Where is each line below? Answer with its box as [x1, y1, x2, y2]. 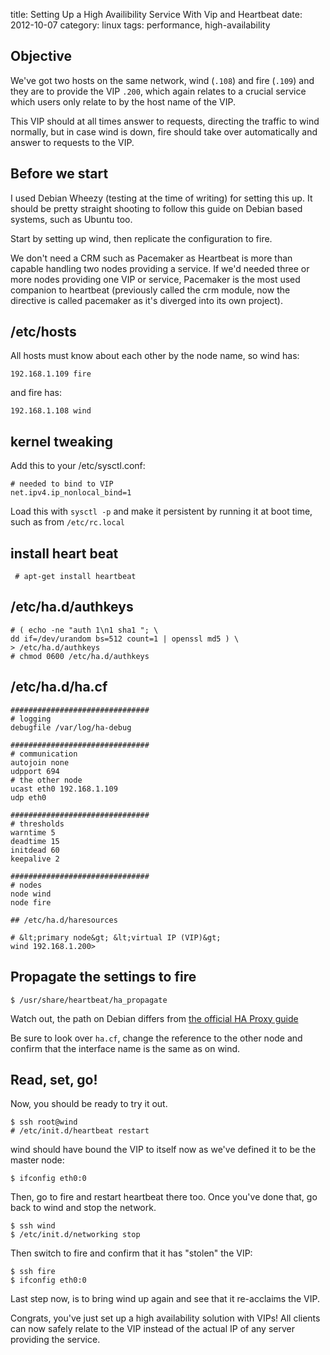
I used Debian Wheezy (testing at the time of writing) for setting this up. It [10, 192, 313, 204]
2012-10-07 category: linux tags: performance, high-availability [10, 19, 271, 31]
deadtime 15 [10, 836, 60, 846]
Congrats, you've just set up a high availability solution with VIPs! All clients [10, 1312, 321, 1324]
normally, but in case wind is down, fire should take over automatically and [10, 125, 318, 138]
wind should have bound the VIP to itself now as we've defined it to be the [10, 1144, 317, 1156]
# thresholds [10, 819, 65, 829]
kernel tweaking [10, 433, 113, 450]
